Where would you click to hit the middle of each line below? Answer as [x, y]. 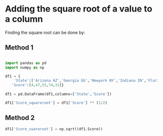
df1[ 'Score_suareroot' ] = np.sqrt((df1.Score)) [54, 129]
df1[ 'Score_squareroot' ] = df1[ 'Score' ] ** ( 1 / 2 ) [56, 103]
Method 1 [19, 48]
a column [24, 19]
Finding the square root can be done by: [45, 32]
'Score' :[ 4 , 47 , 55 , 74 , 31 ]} [38, 85]
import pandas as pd [26, 63]
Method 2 [20, 118]
